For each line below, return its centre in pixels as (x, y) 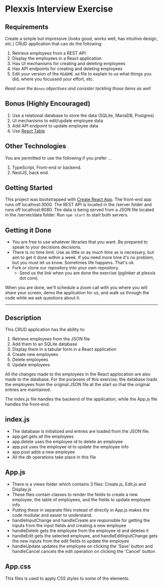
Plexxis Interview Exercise (59, 9)
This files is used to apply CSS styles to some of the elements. (67, 578)
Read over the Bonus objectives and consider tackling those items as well (78, 88)
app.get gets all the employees (43, 436)
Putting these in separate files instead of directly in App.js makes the (81, 510)
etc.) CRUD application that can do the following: (54, 44)
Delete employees (30, 360)
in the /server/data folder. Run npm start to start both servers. (67, 215)
